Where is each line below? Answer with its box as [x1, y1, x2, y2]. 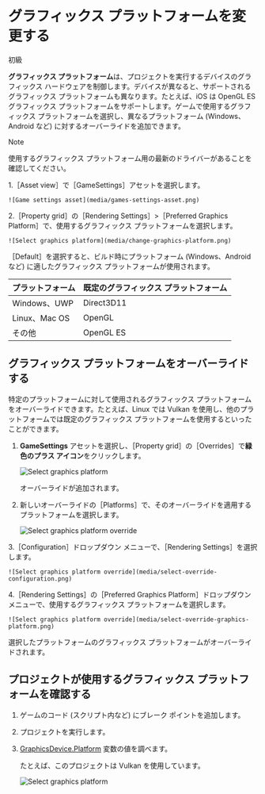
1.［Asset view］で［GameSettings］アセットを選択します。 [8, 180, 205, 190]
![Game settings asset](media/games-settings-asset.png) [8, 196, 200, 204]
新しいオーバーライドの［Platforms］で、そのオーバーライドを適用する [19, 500, 252, 509]
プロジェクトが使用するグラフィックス [8, 673, 195, 686]
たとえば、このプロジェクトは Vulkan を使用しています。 [19, 761, 205, 770]
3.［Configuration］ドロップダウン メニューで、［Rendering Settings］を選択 [8, 542, 258, 551]
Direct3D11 [82, 297, 127, 308]
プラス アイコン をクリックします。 [33, 451, 146, 460]
